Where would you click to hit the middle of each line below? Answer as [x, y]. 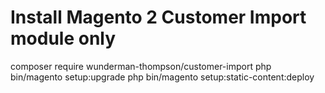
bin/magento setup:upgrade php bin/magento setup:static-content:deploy [162, 77]
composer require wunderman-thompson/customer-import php [141, 66]
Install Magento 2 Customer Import [158, 17]
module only [63, 38]
